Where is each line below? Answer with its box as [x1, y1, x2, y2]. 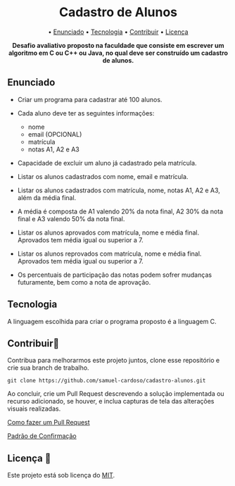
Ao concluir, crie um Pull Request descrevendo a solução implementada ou [7, 390, 224, 398]
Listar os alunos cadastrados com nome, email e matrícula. [17, 172, 189, 180]
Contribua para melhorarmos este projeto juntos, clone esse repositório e [7, 356, 220, 365]
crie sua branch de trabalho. [7, 363, 89, 372]
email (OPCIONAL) [27, 130, 82, 138]
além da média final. [17, 193, 77, 201]
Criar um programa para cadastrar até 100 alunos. [17, 95, 163, 104]
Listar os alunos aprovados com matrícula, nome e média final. [17, 228, 200, 237]
